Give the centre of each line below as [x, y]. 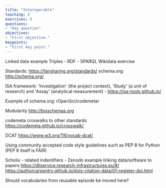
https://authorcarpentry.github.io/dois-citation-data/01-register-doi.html [79, 170]
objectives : [17, 33]
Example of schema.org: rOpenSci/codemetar [52, 101]
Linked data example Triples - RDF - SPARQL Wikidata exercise [70, 61]
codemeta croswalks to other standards [46, 120]
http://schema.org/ [24, 76]
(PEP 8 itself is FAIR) [26, 150]
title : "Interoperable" [30, 10]
